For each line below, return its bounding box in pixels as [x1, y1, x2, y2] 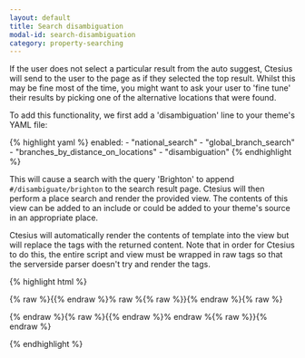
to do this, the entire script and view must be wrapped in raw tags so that [9, 249, 283, 260]
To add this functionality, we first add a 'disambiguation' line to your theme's [9, 110, 295, 121]
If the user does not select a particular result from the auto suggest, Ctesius [9, 63, 293, 74]
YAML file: [9, 120, 48, 131]
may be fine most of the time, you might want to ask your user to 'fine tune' [9, 82, 291, 93]
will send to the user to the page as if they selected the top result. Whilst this [9, 73, 296, 84]
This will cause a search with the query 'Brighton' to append [9, 174, 234, 185]
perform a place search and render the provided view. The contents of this [9, 193, 289, 204]
